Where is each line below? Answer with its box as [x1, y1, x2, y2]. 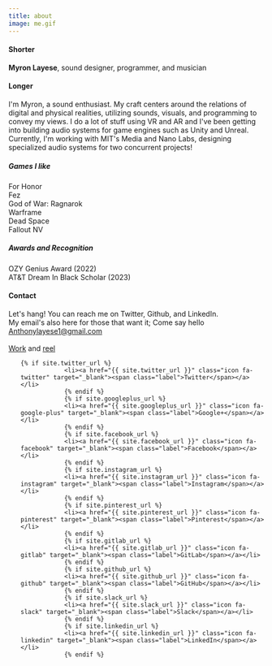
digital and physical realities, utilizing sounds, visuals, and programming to [8, 107, 257, 118]
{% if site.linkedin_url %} [63, 622, 159, 630]
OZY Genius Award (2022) [8, 263, 97, 273]
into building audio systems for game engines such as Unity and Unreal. [8, 125, 249, 135]
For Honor [8, 181, 43, 191]
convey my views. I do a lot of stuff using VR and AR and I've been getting [8, 116, 257, 126]
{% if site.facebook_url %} [63, 430, 159, 439]
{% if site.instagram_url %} [63, 466, 162, 474]
